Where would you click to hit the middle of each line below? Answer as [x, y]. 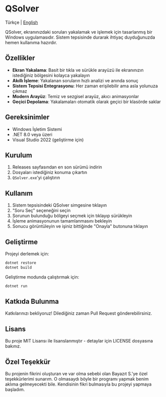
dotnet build [19, 267]
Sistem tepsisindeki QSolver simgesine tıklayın [60, 205]
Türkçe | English [21, 22]
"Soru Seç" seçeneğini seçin [41, 211]
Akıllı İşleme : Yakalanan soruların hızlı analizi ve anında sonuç [75, 80]
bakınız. [13, 346]
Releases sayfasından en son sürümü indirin [57, 167]
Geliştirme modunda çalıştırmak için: [42, 277]
